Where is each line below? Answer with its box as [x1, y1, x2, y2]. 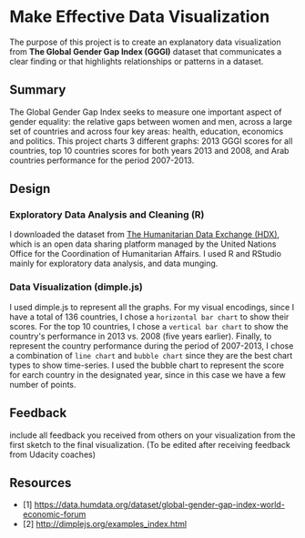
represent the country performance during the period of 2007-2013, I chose [9, 340, 294, 351]
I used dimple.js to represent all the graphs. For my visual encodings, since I [9, 301, 294, 312]
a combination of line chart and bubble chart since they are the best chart [9, 350, 293, 360]
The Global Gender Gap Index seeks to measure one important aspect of [9, 107, 282, 117]
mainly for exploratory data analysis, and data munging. [9, 258, 219, 269]
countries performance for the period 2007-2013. [9, 155, 195, 166]
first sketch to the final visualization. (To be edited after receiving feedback [9, 439, 291, 450]
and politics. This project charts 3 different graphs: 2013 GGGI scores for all [9, 135, 293, 147]
